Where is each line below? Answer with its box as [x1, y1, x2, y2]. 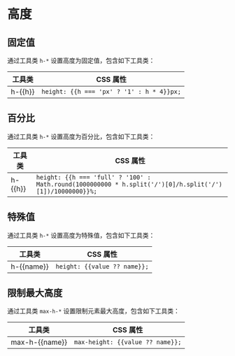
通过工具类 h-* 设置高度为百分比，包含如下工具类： [7, 132, 155, 141]
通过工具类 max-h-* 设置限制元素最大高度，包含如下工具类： [7, 307, 180, 315]
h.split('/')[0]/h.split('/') [122, 180, 222, 188]
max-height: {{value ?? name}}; [73, 339, 182, 346]
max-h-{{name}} [10, 337, 68, 347]
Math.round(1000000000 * [36, 180, 119, 188]
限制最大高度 [7, 287, 63, 299]
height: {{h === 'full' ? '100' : [36, 173, 152, 181]
